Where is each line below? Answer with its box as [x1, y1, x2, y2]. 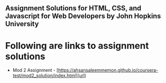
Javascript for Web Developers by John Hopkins [5, 12, 161, 21]
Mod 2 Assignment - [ [12, 67, 59, 73]
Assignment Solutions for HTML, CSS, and [5, 4, 142, 13]
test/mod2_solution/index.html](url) [12, 72, 87, 78]
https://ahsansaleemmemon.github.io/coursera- [58, 67, 158, 73]
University [5, 20, 39, 28]
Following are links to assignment [5, 40, 149, 51]
